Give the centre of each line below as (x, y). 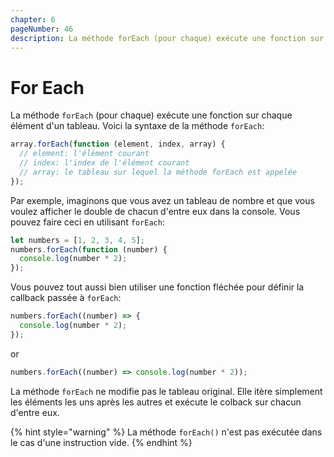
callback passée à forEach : (66, 298)
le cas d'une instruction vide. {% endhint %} (101, 442)
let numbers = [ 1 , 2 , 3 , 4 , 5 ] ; (77, 240)
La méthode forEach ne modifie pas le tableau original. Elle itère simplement (166, 391)
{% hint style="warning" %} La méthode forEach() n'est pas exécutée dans (166, 432)
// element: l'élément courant (84, 154)
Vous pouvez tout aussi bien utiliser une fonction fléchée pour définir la (157, 287)
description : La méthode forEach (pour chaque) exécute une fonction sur (167, 38)
